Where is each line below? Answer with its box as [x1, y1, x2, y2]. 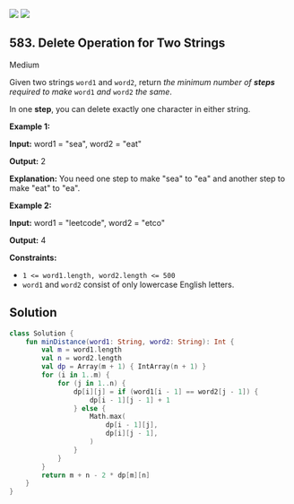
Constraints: [9, 252, 57, 263]
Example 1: [9, 121, 51, 132]
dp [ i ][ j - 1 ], [105, 429, 159, 439]
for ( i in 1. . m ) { [41, 370, 110, 379]
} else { [73, 404, 106, 413]
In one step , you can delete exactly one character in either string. [9, 103, 251, 114]
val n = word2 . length [41, 354, 123, 363]
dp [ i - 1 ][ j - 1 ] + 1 [89, 395, 170, 404]
